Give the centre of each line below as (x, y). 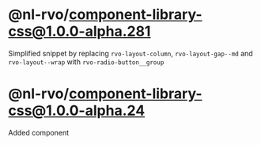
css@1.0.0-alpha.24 (77, 111)
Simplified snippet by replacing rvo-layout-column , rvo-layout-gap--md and (130, 53)
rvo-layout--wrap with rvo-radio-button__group (86, 62)
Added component (39, 132)
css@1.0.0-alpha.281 (79, 31)
